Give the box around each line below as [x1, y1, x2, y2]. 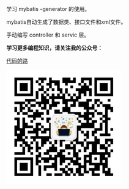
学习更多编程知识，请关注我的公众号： [6, 45, 103, 51]
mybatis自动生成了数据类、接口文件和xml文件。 [6, 18, 127, 26]
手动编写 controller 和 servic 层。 [6, 31, 90, 38]
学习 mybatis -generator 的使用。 [6, 5, 90, 12]
